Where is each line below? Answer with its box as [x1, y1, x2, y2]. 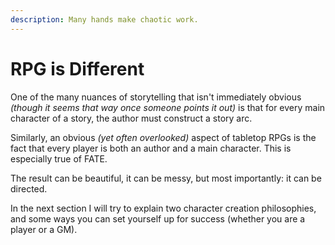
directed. [10, 182, 48, 195]
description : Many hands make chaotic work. [10, 14, 199, 25]
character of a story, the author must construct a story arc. [10, 112, 253, 124]
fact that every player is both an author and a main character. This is [10, 142, 292, 154]
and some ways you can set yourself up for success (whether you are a [10, 212, 306, 225]
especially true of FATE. [10, 152, 108, 165]
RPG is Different [10, 57, 145, 80]
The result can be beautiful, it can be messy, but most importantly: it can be [10, 172, 322, 184]
